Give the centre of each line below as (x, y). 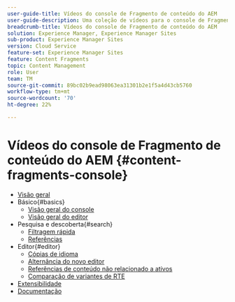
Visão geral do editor (58, 217)
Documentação (40, 291)
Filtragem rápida (51, 231)
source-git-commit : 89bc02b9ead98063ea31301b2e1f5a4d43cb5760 (100, 85)
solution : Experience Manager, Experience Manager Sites (92, 33)
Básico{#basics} (41, 202)
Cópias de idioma (53, 254)
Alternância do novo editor (66, 261)
